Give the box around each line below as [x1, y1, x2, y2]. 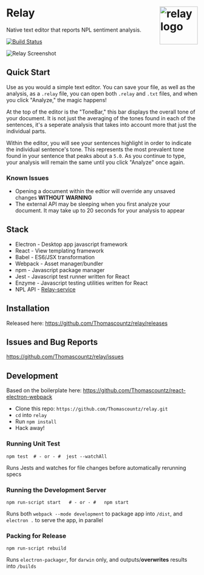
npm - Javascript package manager [15, 266, 105, 273]
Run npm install [15, 418, 57, 425]
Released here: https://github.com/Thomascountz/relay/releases [6, 319, 168, 327]
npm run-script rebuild [6, 545, 67, 552]
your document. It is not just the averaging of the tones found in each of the [6, 114, 196, 121]
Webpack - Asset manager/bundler [15, 260, 103, 267]
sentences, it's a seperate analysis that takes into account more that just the [6, 121, 197, 128]
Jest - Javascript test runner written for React [15, 273, 130, 280]
